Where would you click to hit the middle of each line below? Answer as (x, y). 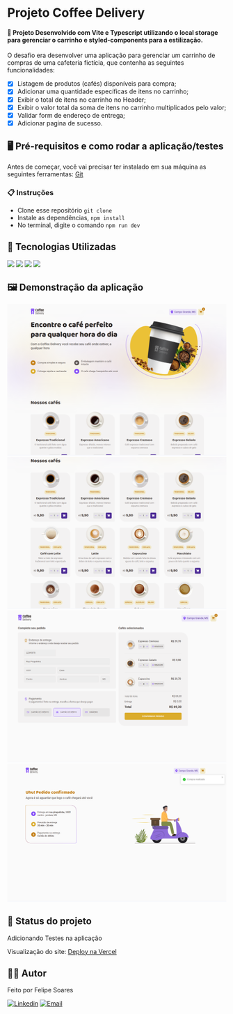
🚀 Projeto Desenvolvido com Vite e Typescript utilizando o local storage (113, 32)
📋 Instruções (31, 192)
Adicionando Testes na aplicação (55, 938)
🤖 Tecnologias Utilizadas (62, 247)
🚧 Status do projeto (49, 921)
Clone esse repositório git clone (65, 210)
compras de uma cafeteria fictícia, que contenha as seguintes (96, 63)
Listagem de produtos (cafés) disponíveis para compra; (97, 84)
